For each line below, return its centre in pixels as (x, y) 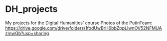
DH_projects (31, 9)
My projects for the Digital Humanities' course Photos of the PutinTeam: (79, 23)
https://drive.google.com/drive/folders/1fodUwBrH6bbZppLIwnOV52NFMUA (83, 28)
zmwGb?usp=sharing (27, 33)
